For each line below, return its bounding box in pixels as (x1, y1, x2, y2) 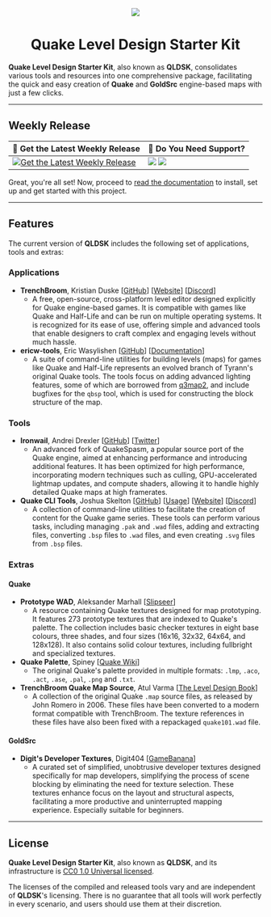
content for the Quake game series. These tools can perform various (31, 513, 261, 523)
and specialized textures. (31, 649, 116, 658)
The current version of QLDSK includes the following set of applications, (8, 239, 249, 248)
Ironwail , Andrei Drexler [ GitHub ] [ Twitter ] (19, 436, 160, 446)
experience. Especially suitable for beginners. (31, 805, 184, 815)
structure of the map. (31, 397, 103, 407)
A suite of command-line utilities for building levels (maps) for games (31, 354, 262, 364)
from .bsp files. (31, 539, 83, 549)
